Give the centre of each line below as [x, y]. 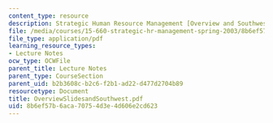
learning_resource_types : [52, 46]
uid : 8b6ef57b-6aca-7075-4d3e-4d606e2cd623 [83, 106]
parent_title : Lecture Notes [58, 69]
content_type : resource [49, 16]
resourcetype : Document [49, 91]
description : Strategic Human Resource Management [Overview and [121, 23]
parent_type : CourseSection [56, 76]
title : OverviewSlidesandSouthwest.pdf [76, 99]
